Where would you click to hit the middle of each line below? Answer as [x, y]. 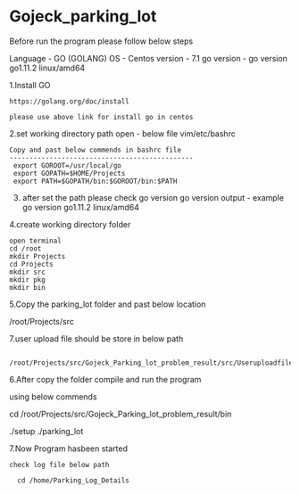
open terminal [36, 241]
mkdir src [28, 272]
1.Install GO [30, 85]
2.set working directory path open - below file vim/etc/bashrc [123, 133]
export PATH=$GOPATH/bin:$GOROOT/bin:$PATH [95, 181]
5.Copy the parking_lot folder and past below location [108, 304]
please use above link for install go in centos [101, 117]
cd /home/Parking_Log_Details [73, 480]
